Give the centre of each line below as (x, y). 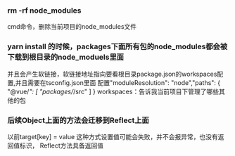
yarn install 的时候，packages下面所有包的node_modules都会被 (118, 46)
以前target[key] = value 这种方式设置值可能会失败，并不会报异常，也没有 (113, 136)
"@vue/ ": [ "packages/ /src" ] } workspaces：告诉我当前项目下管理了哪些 (113, 91)
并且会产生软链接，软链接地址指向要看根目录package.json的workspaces (112, 74)
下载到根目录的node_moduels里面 (66, 57)
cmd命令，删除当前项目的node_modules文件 (72, 27)
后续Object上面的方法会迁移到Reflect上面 (78, 120)
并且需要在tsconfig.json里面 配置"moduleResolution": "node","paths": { (118, 82)
